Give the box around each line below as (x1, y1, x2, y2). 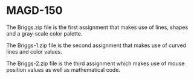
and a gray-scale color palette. (6, 30, 83, 37)
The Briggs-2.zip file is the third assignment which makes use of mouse (6, 60, 185, 67)
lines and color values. (6, 48, 62, 55)
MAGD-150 (6, 4, 63, 17)
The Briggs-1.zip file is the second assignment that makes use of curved (6, 42, 186, 49)
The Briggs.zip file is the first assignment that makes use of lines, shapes (6, 24, 189, 31)
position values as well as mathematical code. (6, 66, 121, 73)
